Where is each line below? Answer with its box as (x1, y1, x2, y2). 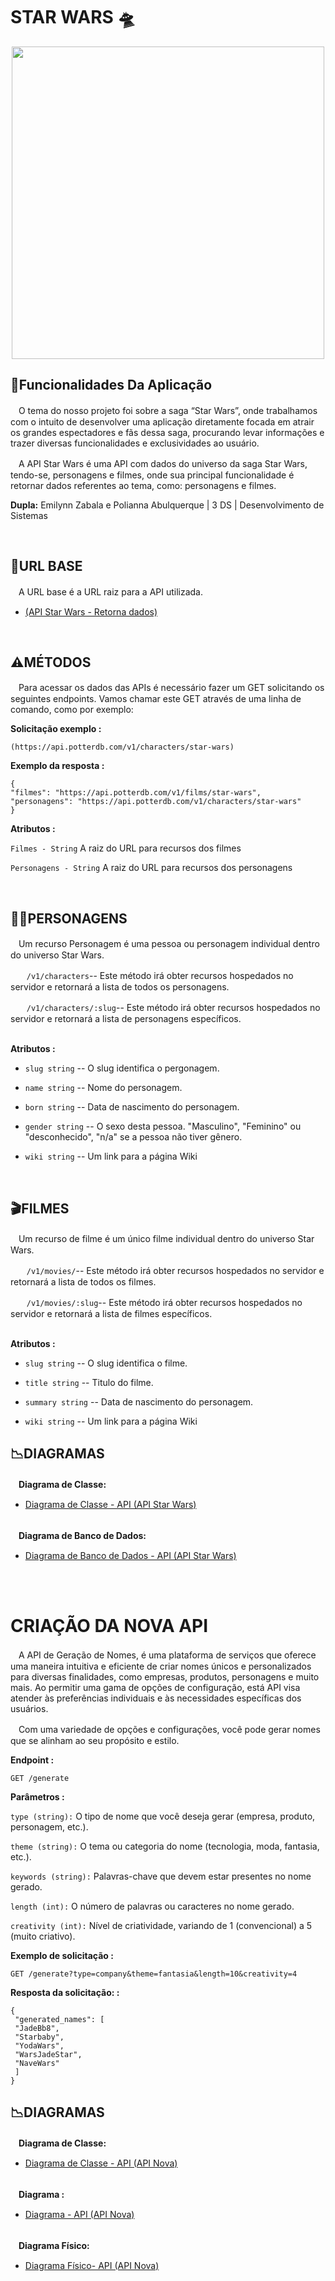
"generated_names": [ (14, 2014, 105, 2024)
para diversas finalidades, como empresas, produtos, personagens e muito (10, 1670, 320, 1683)
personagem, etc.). (10, 1820, 89, 1833)
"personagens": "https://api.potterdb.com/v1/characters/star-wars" (10, 797, 302, 807)
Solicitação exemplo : (10, 723, 102, 735)
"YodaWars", (14, 2040, 65, 2051)
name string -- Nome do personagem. (24, 1082, 183, 1094)
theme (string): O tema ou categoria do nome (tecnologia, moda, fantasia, (10, 1840, 320, 1852)
